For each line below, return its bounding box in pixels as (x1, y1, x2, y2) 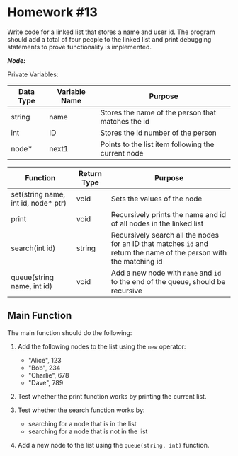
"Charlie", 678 (28, 370, 69, 379)
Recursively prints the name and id (110, 209, 227, 219)
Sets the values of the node (110, 194, 203, 204)
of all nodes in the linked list (110, 218, 204, 228)
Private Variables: (7, 70, 59, 78)
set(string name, (11, 189, 66, 199)
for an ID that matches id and (110, 238, 209, 248)
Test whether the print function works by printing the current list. (17, 392, 207, 400)
